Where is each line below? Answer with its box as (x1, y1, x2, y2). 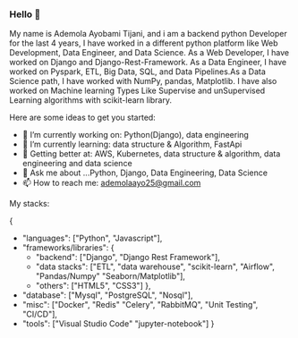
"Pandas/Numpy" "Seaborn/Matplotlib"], (35, 271, 186, 282)
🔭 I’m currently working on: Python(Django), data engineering (21, 130, 249, 140)
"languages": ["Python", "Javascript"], (21, 232, 163, 244)
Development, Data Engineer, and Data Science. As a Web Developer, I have (9, 47, 289, 58)
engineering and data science (21, 158, 132, 169)
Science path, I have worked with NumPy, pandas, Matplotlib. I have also (9, 76, 277, 87)
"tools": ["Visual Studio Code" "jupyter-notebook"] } (21, 318, 215, 329)
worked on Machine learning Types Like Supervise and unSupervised (9, 85, 266, 97)
